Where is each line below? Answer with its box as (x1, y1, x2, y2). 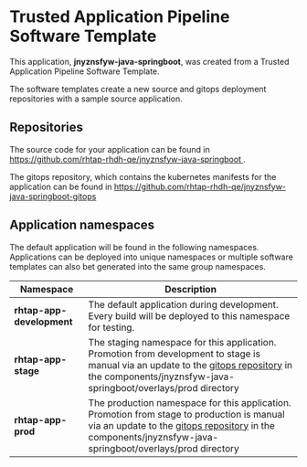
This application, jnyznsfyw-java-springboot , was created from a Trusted (9, 56, 290, 67)
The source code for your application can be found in (9, 143, 210, 154)
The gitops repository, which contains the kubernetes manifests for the (9, 171, 277, 182)
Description (164, 282, 217, 295)
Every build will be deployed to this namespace (88, 309, 291, 322)
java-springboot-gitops (9, 190, 97, 202)
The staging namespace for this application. (88, 335, 277, 348)
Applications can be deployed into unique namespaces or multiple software (9, 251, 294, 262)
